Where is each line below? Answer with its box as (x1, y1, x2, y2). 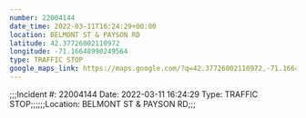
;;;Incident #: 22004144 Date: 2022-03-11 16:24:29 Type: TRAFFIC (9, 88, 259, 100)
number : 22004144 (9, 13, 76, 23)
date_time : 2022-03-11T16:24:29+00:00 (9, 22, 157, 31)
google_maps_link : (9, 64, 79, 74)
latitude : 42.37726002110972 (9, 38, 120, 48)
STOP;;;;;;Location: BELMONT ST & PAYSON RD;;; (9, 98, 196, 109)
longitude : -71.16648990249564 (9, 47, 128, 56)
